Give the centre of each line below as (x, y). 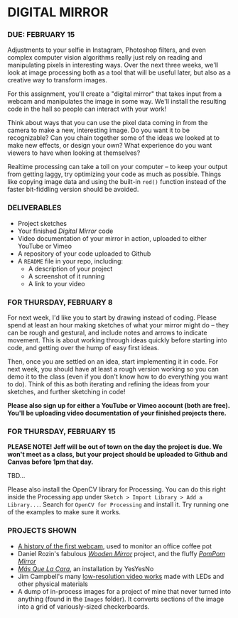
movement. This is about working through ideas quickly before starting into (117, 340)
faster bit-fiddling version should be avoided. (73, 190)
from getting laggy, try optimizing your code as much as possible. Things (114, 174)
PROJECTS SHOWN (42, 531)
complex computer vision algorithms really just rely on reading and (105, 58)
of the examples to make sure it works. (64, 512)
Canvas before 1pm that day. (50, 462)
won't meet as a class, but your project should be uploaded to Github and (118, 455)
